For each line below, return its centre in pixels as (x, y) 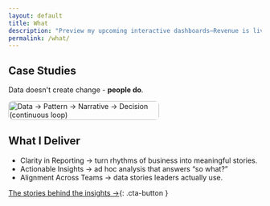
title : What (28, 23)
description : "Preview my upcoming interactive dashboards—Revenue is (129, 30)
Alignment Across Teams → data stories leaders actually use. (121, 177)
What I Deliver (44, 141)
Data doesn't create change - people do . (76, 90)
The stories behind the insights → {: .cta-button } (88, 192)
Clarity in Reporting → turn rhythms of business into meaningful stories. (139, 160)
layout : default (35, 16)
